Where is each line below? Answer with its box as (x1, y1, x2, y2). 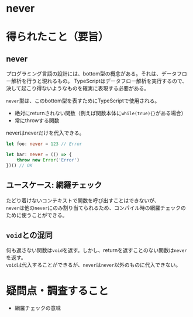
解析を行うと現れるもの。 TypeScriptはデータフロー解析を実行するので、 (11, 78, 188, 85)
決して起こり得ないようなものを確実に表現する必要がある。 (6, 85, 150, 92)
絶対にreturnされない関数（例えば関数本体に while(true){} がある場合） (14, 110, 187, 117)
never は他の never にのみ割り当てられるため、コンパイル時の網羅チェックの (6, 204, 186, 211)
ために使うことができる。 (6, 211, 68, 218)
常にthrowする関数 (14, 117, 60, 124)
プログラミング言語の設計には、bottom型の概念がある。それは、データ (6, 70, 177, 77)
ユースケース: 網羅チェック (6, 180, 102, 190)
